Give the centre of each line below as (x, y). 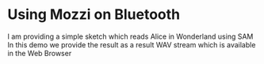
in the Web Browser (40, 53)
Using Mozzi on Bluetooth (94, 15)
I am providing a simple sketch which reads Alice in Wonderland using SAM (130, 36)
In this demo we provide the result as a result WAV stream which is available (132, 44)
